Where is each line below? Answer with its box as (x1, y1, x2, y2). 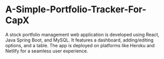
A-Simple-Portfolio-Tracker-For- (5, 4, 147, 15)
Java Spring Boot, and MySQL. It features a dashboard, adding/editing (5, 37, 154, 43)
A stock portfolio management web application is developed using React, (5, 31, 160, 37)
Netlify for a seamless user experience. (5, 48, 89, 54)
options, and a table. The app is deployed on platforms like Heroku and (5, 42, 155, 48)
